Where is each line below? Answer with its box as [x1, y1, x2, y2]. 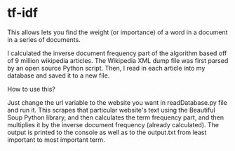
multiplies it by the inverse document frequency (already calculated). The [7, 120, 220, 129]
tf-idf [7, 5, 39, 21]
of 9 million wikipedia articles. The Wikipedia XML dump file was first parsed [7, 56, 229, 64]
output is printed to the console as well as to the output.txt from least [7, 128, 207, 136]
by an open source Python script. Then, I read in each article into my [7, 64, 206, 72]
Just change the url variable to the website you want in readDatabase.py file [7, 98, 228, 106]
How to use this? [7, 85, 56, 93]
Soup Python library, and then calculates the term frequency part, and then [7, 113, 224, 122]
